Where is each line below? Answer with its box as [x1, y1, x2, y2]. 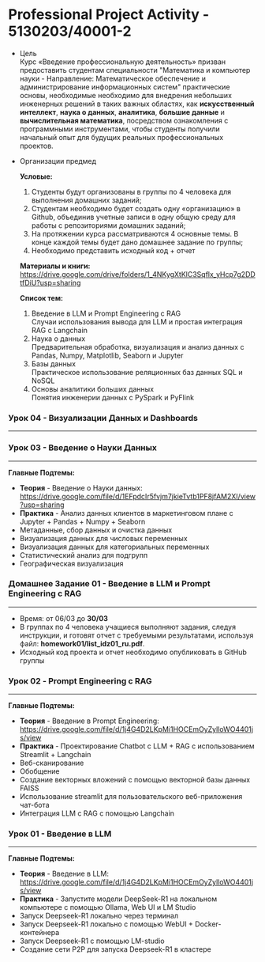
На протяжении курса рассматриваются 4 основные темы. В [31, 229, 239, 238]
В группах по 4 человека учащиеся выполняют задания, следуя [19, 622, 237, 631]
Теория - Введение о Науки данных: [19, 483, 144, 492]
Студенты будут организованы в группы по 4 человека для [31, 187, 232, 196]
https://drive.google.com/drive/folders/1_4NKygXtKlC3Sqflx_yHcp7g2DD [19, 269, 256, 278]
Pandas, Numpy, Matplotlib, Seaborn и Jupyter [31, 350, 184, 360]
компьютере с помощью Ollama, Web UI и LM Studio [19, 903, 196, 912]
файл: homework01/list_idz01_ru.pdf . [19, 638, 145, 648]
